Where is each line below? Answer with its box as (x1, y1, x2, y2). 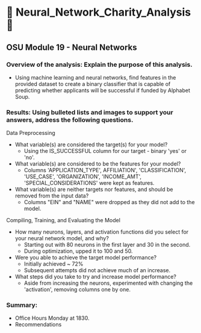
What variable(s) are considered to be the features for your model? (14, 160, 181, 167)
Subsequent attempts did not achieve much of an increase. (23, 267, 170, 274)
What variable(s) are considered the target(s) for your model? (14, 141, 168, 148)
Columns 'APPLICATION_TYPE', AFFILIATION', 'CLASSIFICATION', (23, 167, 187, 174)
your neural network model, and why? (14, 235, 110, 242)
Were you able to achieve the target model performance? (14, 254, 157, 261)
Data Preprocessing (6, 129, 55, 137)
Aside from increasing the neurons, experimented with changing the (23, 279, 193, 287)
